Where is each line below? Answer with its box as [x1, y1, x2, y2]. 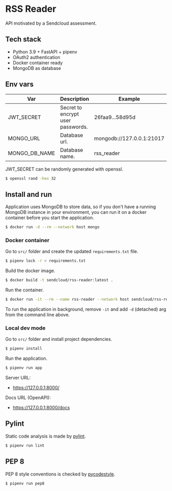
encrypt [60, 110, 79, 117]
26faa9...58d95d [94, 114, 136, 121]
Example [118, 95, 140, 102]
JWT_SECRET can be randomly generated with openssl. [5, 166, 123, 172]
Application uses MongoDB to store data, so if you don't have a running [5, 204, 156, 210]
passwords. [60, 123, 88, 130]
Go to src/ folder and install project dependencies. [5, 336, 113, 342]
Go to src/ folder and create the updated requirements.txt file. [5, 248, 139, 254]
